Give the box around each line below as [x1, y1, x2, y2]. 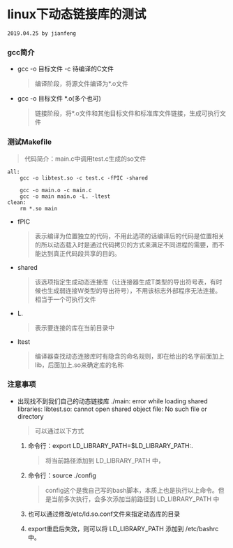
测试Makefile [7, 137, 52, 147]
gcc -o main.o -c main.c [20, 187, 92, 194]
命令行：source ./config [27, 471, 96, 480]
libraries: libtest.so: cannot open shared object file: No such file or [17, 405, 207, 413]
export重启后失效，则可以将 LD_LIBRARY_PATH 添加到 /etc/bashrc [27, 524, 219, 533]
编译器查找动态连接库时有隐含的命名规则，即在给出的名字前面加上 [34, 352, 225, 360]
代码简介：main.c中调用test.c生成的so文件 [24, 154, 146, 163]
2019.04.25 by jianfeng [7, 29, 77, 37]
